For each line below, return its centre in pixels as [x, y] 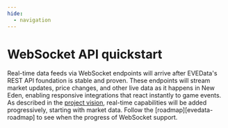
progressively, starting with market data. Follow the [81, 110]
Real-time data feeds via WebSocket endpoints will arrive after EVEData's [112, 73]
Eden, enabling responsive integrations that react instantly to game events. [114, 95]
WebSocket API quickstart [85, 54]
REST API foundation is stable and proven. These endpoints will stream [109, 81]
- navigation [32, 20]
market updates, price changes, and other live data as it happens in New [111, 88]
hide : [15, 13]
